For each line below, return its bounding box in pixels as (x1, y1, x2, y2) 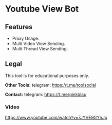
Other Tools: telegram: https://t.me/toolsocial (5, 82, 96, 88)
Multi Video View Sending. (12, 41, 65, 47)
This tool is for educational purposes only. (5, 73, 90, 78)
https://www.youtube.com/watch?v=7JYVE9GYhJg (5, 115, 108, 121)
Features (5, 23, 33, 31)
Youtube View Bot (5, 3, 79, 15)
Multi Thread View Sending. (12, 46, 68, 51)
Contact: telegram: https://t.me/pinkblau (5, 91, 87, 97)
